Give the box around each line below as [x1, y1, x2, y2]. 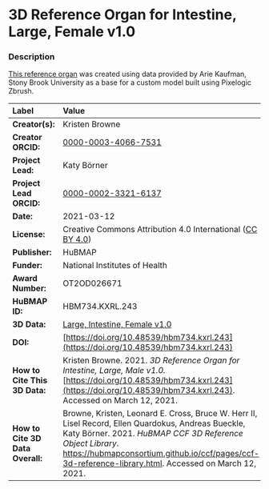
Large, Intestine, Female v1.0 [62, 319, 172, 330]
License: [12, 229, 46, 240]
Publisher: [12, 247, 52, 258]
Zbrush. [8, 86, 34, 96]
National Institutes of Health [62, 260, 168, 271]
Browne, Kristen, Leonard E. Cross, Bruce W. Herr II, [62, 408, 258, 419]
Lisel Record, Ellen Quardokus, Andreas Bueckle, [62, 418, 246, 429]
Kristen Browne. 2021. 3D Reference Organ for [62, 355, 240, 366]
